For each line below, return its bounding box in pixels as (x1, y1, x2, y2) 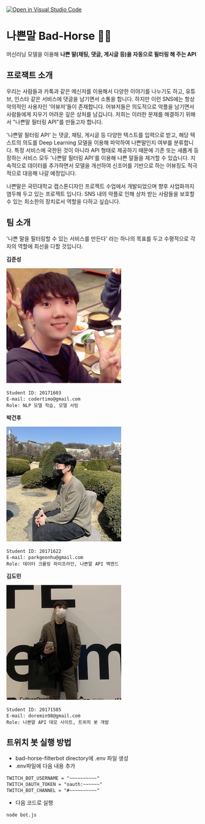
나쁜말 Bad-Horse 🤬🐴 (6, 29, 112, 43)
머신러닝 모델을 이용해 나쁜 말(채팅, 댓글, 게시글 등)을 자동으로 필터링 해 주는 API (6, 50, 197, 58)
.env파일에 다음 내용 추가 (15, 762, 75, 770)
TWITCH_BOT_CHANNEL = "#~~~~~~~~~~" (6, 787, 100, 794)
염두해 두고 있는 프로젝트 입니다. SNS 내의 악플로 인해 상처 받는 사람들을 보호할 (6, 190, 195, 197)
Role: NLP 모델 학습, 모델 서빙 (6, 402, 78, 408)
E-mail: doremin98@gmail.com (6, 713, 81, 719)
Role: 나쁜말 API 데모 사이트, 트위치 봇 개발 (6, 719, 109, 725)
